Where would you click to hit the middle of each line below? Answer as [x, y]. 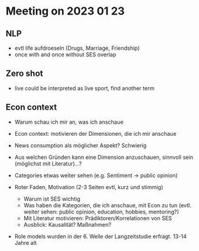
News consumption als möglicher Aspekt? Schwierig [80, 145]
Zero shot [24, 74]
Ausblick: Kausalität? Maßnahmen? [68, 224]
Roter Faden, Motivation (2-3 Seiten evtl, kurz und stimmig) [89, 187]
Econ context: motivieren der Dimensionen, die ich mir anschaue [96, 133]
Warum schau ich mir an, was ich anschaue [69, 122]
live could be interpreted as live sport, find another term [84, 88]
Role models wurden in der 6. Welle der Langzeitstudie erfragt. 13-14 [100, 236]
